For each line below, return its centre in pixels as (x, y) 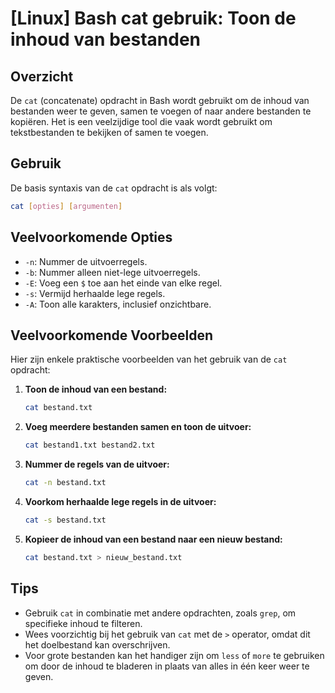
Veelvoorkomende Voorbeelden (112, 335)
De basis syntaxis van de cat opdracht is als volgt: (114, 188)
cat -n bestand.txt (65, 483)
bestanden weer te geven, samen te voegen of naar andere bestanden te (161, 111)
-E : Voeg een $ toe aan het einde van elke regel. (123, 283)
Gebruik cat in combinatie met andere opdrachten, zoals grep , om (160, 613)
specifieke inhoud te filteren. (83, 623)
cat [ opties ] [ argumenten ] (66, 206)
